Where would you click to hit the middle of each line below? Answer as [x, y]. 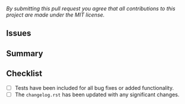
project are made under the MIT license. [56, 15]
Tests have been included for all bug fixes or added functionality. [94, 87]
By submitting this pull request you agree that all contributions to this [91, 9]
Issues [19, 33]
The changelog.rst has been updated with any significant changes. [97, 95]
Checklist [24, 74]
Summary [25, 53]
